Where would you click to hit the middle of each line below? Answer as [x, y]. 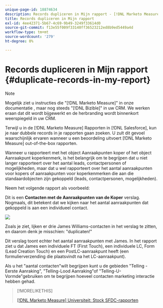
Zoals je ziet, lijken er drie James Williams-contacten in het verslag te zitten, [81, 226]
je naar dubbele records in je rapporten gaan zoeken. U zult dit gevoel [75, 133]
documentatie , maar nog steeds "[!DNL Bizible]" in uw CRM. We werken [78, 108]
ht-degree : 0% [19, 41]
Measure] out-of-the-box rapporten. [41, 143]
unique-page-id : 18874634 [31, 9]
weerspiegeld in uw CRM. [31, 118]
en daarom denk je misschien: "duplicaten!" [49, 231]
